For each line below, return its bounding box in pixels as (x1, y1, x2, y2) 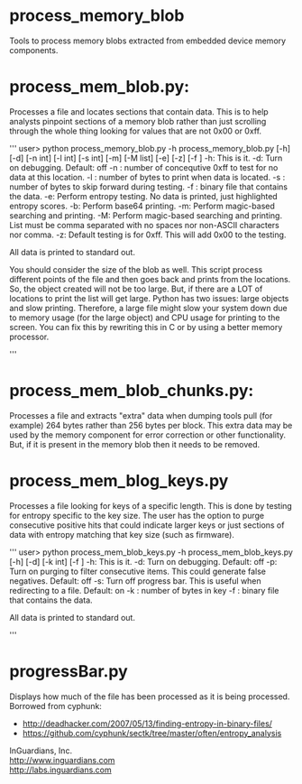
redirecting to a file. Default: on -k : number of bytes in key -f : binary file (9, 585, 279, 595)
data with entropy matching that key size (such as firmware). (9, 529, 234, 540)
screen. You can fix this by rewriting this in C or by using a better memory (9, 321, 283, 332)
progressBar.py (9, 660, 128, 681)
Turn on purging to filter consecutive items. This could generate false (9, 566, 267, 576)
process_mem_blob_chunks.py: (9, 381, 254, 401)
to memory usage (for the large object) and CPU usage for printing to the (9, 312, 280, 323)
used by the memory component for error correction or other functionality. (9, 429, 287, 440)
